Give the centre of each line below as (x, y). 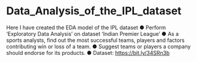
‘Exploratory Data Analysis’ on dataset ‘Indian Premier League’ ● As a (92, 33)
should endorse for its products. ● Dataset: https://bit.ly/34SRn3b (88, 52)
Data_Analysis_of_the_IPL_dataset (94, 11)
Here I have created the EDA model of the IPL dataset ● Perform (86, 27)
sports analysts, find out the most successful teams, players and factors (95, 40)
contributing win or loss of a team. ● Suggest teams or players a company (98, 46)
